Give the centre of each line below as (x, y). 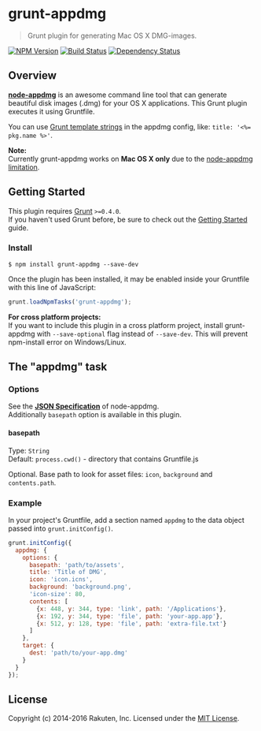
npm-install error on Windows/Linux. (68, 342)
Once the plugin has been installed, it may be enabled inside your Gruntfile (129, 279)
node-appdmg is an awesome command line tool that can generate (118, 95)
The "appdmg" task (58, 367)
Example (25, 503)
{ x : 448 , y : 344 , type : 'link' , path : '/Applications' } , (132, 609)
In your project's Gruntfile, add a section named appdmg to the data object (127, 520)
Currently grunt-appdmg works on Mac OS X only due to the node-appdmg (130, 159)
